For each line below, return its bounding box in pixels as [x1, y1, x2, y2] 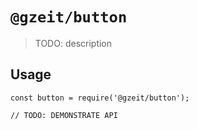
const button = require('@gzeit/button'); [10, 93, 190, 103]
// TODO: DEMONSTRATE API [10, 110, 118, 120]
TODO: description [34, 37, 113, 49]
